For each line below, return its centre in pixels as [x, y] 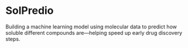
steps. [13, 39]
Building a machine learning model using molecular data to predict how [91, 27]
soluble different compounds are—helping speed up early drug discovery [94, 32]
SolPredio [30, 11]
